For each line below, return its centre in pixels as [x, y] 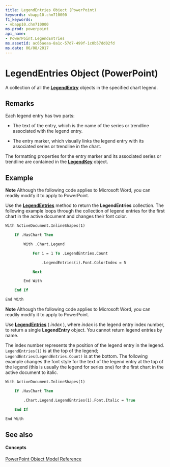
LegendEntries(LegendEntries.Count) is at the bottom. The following [77, 356]
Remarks [20, 103]
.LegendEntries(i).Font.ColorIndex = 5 [84, 263]
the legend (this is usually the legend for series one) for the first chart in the [84, 367]
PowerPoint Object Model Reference [44, 459]
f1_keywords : [19, 19]
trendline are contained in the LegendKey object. [57, 162]
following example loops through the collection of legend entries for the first [85, 211]
